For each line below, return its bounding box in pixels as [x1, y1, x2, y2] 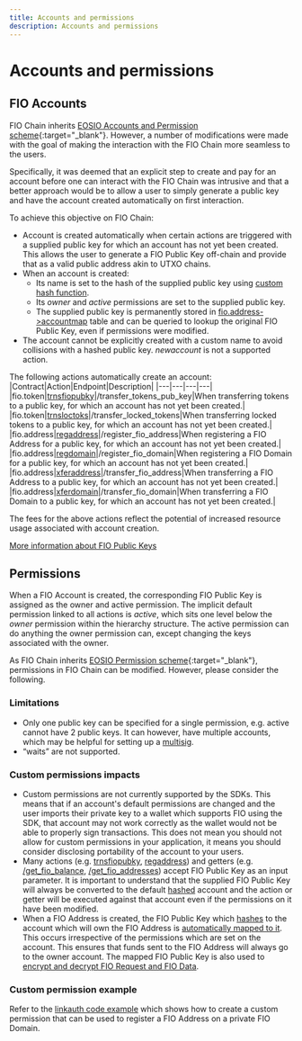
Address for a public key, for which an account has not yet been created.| [9, 438, 281, 449]
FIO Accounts [9, 96, 87, 112]
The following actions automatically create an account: [9, 371, 212, 382]
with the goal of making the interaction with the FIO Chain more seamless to [9, 139, 290, 149]
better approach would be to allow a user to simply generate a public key [9, 185, 280, 196]
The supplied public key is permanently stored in [35, 306, 217, 317]
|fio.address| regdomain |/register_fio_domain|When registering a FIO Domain [9, 447, 293, 459]
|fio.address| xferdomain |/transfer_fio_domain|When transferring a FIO [9, 486, 269, 497]
